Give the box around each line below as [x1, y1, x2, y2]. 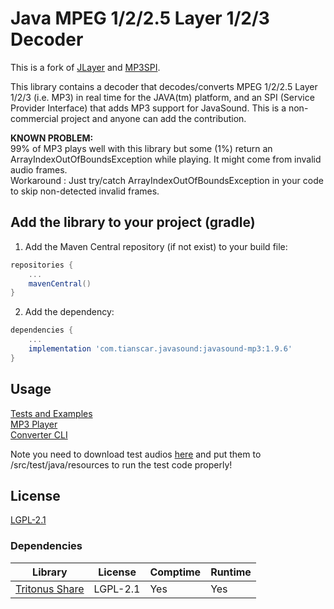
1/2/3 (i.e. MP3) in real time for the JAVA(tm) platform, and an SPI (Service [10, 91, 315, 103]
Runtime [210, 565, 252, 579]
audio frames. [10, 163, 68, 176]
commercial [10, 112, 59, 124]
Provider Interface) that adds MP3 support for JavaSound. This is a [10, 102, 287, 114]
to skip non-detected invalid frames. [10, 185, 160, 197]
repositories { [10, 260, 74, 270]
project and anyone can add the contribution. [60, 112, 247, 124]
